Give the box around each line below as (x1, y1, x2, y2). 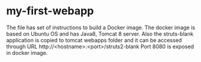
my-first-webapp (6, 4, 94, 18)
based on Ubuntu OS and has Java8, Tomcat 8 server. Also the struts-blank (6, 30, 194, 37)
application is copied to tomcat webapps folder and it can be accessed (6, 36, 182, 44)
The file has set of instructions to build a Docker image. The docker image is (6, 24, 196, 31)
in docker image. (6, 49, 48, 56)
